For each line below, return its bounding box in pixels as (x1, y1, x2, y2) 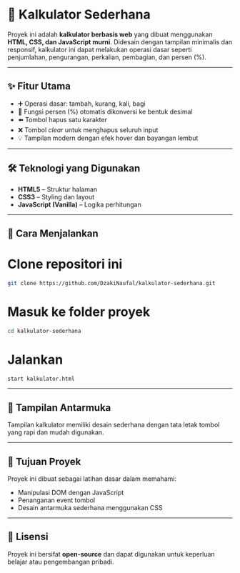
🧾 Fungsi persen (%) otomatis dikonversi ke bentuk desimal (17, 107, 193, 116)
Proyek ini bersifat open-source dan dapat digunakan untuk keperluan (7, 549, 216, 558)
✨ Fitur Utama (7, 80, 71, 92)
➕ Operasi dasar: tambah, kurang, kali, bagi (17, 99, 146, 108)
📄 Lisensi (7, 531, 49, 543)
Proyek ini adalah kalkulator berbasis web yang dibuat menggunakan (7, 30, 213, 39)
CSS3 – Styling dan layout (17, 192, 95, 201)
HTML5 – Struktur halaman (17, 185, 98, 194)
